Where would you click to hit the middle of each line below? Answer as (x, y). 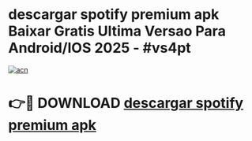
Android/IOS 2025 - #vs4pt (100, 48)
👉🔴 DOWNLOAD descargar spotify (126, 103)
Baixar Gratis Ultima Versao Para (117, 31)
